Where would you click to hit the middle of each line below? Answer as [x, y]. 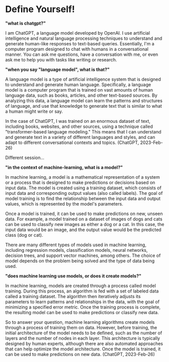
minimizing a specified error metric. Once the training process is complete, [83, 307]
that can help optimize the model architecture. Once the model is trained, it [83, 349]
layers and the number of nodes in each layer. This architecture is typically [83, 338]
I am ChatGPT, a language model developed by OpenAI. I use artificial [78, 33]
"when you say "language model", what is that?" [58, 69]
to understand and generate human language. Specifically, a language [78, 85]
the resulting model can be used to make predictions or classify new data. [82, 312]
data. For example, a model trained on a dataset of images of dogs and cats [84, 219]
